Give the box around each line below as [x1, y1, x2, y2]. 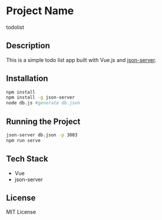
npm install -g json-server [6, 94, 75, 101]
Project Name [6, 4, 74, 18]
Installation [6, 74, 48, 84]
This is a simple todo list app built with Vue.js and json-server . [6, 56, 157, 63]
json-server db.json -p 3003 [6, 132, 78, 138]
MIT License [6, 208, 37, 216]
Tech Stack [6, 154, 48, 164]
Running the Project [6, 116, 81, 126]
